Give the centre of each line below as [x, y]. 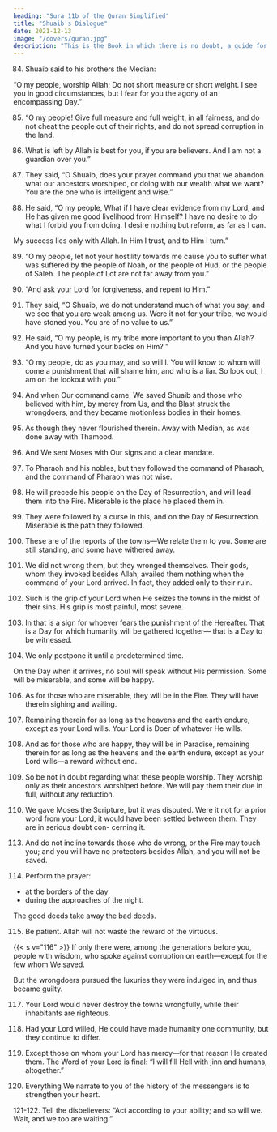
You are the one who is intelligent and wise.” [99, 192]
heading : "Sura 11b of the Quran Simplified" [91, 16]
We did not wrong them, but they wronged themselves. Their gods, [137, 566]
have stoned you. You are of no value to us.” [99, 323]
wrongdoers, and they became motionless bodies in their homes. [133, 412]
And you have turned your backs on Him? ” [97, 347]
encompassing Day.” [48, 102]
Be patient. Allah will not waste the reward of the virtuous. [121, 932]
